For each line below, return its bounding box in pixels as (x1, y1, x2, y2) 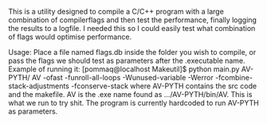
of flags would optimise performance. (8, 32, 132, 41)
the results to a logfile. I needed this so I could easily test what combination (8, 24, 256, 33)
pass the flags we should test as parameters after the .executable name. (8, 56, 245, 65)
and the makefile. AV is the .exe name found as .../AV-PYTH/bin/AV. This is (8, 90, 253, 99)
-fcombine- (214, 73, 253, 82)
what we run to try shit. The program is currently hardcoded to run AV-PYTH (8, 99, 259, 107)
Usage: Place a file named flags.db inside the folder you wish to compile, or (8, 48, 257, 56)
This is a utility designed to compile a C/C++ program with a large (8, 7, 225, 16)
